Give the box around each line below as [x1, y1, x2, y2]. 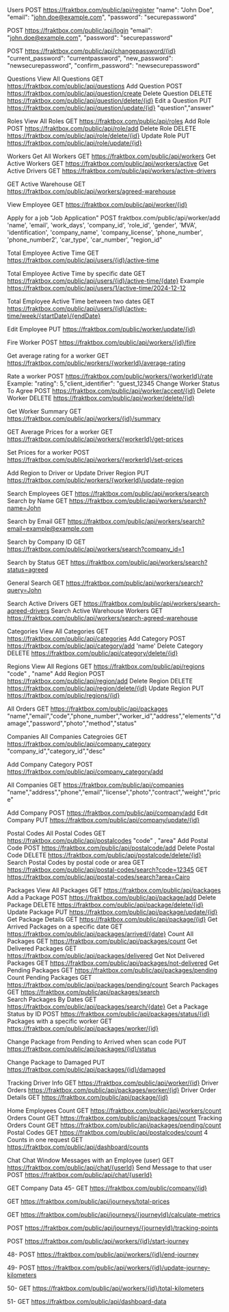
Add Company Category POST [7, 760, 94, 768]
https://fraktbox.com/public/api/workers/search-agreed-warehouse [7, 614, 198, 622]
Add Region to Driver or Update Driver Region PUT [7, 469, 150, 477]
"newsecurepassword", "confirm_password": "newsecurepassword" [7, 62, 200, 69]
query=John [7, 586, 42, 594]
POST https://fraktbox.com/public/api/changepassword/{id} [7, 47, 176, 55]
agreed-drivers [7, 607, 50, 615]
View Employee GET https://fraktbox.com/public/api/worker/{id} [7, 201, 188, 208]
